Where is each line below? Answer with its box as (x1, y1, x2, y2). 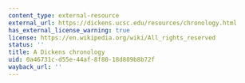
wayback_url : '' (8, 63, 62, 71)
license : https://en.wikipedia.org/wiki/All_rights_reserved (8, 33, 216, 42)
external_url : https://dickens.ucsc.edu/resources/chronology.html (8, 19, 238, 27)
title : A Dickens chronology (8, 48, 105, 56)
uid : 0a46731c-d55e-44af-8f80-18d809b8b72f (8, 56, 156, 64)
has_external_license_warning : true (8, 26, 130, 34)
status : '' (8, 41, 45, 49)
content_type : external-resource (8, 11, 120, 20)
